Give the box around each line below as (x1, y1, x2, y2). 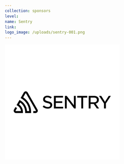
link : (5, 25, 16, 30)
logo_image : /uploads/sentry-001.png (5, 30, 85, 35)
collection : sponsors (5, 8, 51, 13)
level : (5, 13, 19, 19)
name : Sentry (5, 19, 33, 24)
